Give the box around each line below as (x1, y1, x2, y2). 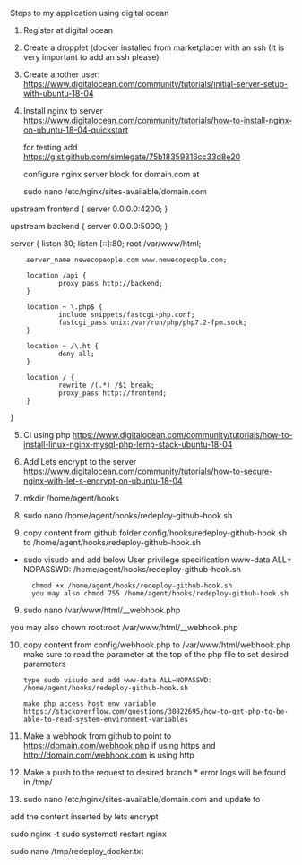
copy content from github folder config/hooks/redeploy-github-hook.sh (22, 527, 288, 538)
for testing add (22, 142, 78, 152)
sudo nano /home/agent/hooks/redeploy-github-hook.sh (22, 510, 233, 520)
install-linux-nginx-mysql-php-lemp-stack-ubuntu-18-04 (22, 439, 233, 450)
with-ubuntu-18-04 (22, 89, 94, 98)
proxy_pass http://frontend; (57, 389, 168, 398)
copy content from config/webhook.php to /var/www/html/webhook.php (22, 639, 291, 650)
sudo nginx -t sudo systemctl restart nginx (10, 828, 167, 839)
